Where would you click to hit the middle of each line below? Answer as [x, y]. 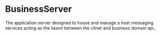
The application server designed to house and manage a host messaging [79, 23]
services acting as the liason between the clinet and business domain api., [81, 28]
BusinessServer [39, 9]
